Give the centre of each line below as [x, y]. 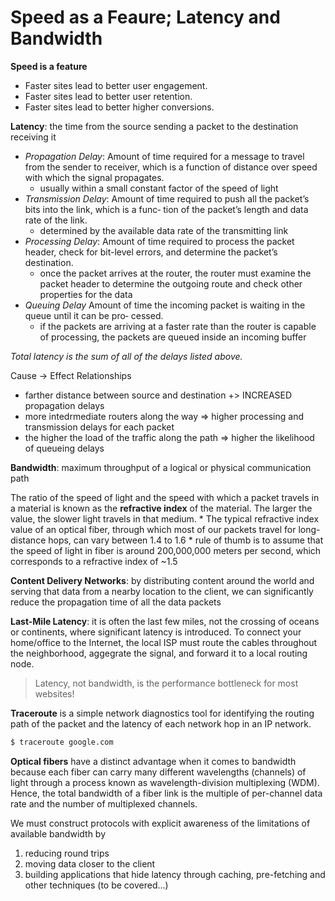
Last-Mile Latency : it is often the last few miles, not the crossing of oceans [165, 621]
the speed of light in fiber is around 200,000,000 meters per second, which [166, 550]
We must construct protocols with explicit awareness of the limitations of [160, 823]
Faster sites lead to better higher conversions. [119, 107]
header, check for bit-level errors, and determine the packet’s [151, 252]
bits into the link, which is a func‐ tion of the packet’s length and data [166, 209]
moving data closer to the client [90, 863]
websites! [54, 693]
